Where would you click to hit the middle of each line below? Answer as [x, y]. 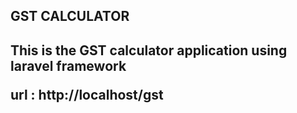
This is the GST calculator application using [149, 50]
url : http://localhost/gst [87, 94]
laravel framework [68, 65]
